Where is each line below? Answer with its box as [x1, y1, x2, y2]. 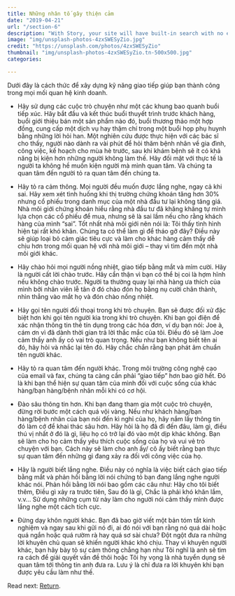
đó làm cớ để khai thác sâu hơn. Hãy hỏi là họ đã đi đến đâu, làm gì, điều [17, 422, 227, 430]
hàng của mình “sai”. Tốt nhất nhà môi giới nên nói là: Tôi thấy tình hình [17, 219, 222, 228]
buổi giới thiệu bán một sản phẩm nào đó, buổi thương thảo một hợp [17, 117, 213, 125]
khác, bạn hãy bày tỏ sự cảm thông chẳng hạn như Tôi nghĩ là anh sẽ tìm [17, 546, 227, 554]
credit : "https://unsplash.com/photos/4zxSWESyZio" [7, 43, 161, 50]
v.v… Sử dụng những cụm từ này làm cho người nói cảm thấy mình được [17, 495, 225, 503]
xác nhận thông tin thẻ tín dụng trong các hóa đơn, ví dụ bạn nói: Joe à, [17, 321, 224, 329]
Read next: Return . [7, 581, 61, 590]
